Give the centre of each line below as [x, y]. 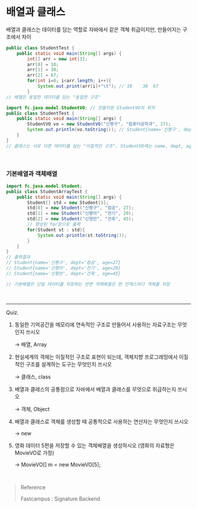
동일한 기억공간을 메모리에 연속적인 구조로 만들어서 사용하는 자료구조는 [95, 325]
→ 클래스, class [33, 376]
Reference [33, 487]
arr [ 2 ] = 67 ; [43, 75]
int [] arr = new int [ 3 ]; [57, 59]
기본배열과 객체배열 [32, 173]
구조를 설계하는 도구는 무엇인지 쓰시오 [69, 364]
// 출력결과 [18, 257]
